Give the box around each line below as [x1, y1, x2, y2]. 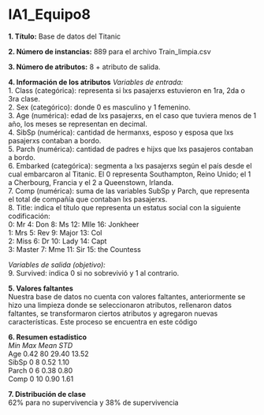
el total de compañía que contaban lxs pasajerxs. [8, 195, 168, 204]
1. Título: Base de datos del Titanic [8, 31, 121, 41]
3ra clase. [8, 94, 41, 103]
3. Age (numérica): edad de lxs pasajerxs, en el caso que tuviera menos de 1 [8, 110, 257, 120]
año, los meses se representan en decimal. [8, 119, 147, 128]
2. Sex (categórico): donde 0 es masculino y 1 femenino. [8, 102, 191, 112]
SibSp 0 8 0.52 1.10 [8, 357, 69, 367]
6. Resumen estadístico [8, 332, 87, 342]
